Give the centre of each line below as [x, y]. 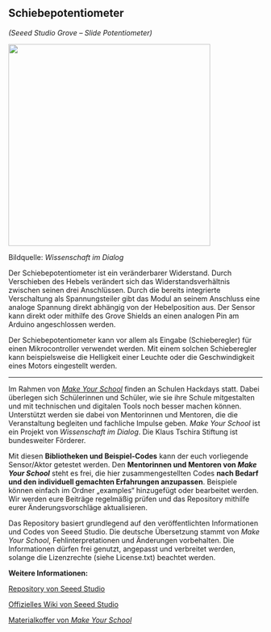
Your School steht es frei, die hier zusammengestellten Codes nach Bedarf [133, 473]
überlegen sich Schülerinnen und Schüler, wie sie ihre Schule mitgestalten [132, 397]
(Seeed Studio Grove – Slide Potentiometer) [81, 32]
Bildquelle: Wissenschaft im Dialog [66, 257]
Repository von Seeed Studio [57, 588]
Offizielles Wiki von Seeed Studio [64, 604]
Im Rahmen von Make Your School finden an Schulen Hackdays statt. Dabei [134, 389]
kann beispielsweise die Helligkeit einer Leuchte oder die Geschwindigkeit [131, 357]
